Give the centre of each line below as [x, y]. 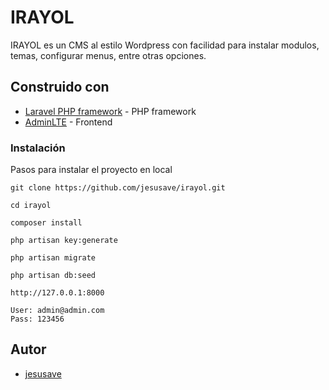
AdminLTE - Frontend [68, 122]
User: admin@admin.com [57, 311]
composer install [46, 223]
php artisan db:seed [53, 276]
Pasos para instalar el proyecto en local [91, 170]
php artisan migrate [53, 258]
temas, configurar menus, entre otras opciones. [108, 55]
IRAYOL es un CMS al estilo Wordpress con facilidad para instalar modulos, [165, 45]
